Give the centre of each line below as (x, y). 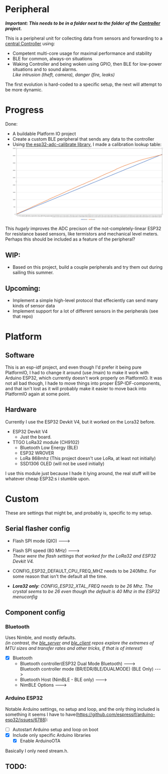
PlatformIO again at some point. (38, 394)
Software (20, 355)
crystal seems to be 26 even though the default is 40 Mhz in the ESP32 (86, 591)
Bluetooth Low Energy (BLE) (49, 448)
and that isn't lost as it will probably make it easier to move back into (76, 388)
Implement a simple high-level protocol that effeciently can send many (85, 300)
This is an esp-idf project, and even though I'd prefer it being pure (73, 367)
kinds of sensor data (34, 305)
